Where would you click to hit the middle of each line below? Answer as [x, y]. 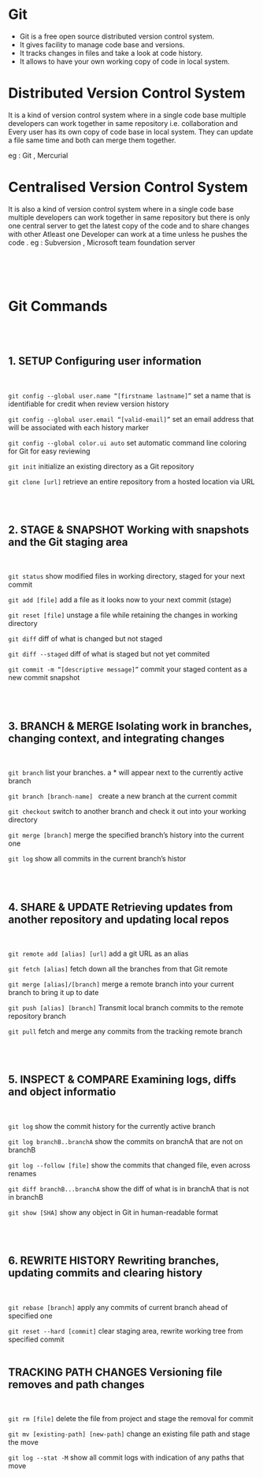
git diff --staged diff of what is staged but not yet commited [109, 654]
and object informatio [62, 1092]
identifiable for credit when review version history [89, 404]
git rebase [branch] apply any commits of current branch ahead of [118, 1307]
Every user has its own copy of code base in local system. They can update [131, 131]
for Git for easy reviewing [49, 451]
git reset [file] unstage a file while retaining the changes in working [123, 615]
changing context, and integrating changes [117, 738]
